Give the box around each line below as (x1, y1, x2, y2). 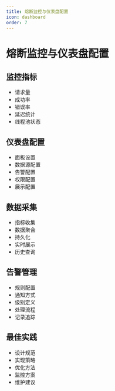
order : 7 (6, 19, 28, 25)
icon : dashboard (6, 14, 46, 20)
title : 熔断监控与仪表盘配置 (6, 8, 69, 15)
